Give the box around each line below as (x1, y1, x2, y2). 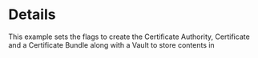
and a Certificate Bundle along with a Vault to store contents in (8, 40, 215, 49)
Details (8, 6, 56, 24)
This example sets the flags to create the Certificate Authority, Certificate (8, 32, 250, 41)
